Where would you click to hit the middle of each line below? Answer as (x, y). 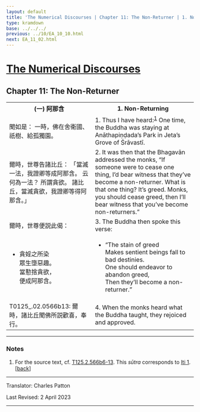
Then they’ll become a (136, 282)
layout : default (26, 12)
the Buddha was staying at (132, 128)
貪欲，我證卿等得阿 (60, 192)
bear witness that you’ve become (142, 205)
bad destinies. (125, 260)
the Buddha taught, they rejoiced (140, 315)
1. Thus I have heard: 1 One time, (140, 119)
